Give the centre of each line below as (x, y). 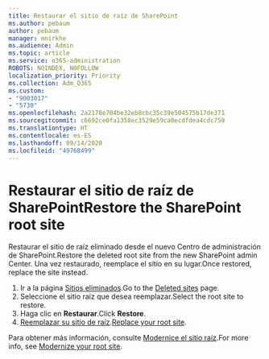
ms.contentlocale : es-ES (50, 135)
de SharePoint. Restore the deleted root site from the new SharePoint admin (133, 255)
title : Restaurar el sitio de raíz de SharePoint (93, 16)
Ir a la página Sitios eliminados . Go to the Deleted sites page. (120, 288)
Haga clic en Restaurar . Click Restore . (83, 314)
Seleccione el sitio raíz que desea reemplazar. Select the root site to (132, 297)
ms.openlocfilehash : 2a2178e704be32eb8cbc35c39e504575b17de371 (117, 113)
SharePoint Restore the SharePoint (125, 207)
